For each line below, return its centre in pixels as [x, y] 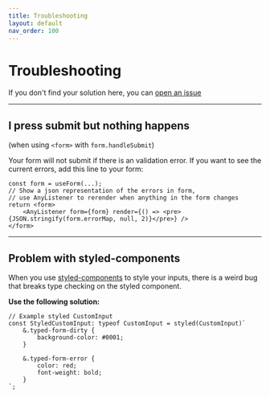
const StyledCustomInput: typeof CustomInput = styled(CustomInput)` [127, 323]
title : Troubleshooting [48, 16]
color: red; [57, 365]
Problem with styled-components [94, 258]
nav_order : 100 [34, 31]
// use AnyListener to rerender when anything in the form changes [124, 198]
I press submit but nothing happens [99, 125]
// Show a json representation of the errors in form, [102, 191]
